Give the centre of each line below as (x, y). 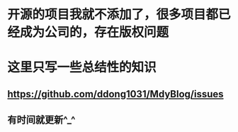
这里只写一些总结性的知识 (82, 67)
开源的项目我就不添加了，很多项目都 (113, 15)
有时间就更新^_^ (41, 120)
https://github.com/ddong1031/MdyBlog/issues (116, 94)
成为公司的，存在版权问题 (95, 32)
